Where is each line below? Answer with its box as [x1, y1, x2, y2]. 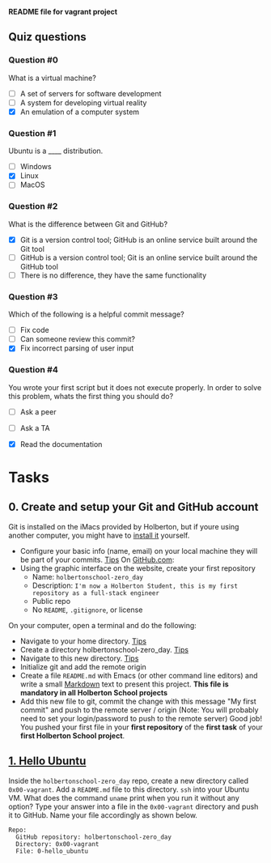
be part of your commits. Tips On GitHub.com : [19, 555, 175, 564]
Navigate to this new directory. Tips [19, 653, 139, 663]
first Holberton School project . [19, 730, 125, 740]
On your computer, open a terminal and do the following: [8, 620, 197, 630]
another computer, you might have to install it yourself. [8, 530, 190, 540]
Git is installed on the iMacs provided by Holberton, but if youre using [8, 521, 239, 531]
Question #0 [8, 54, 58, 66]
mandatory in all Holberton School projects [19, 687, 168, 697]
